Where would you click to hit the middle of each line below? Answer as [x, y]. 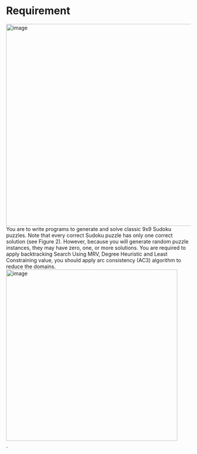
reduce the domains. [31, 266]
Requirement [38, 11]
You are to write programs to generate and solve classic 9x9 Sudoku [89, 229]
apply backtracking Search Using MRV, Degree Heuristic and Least [87, 254]
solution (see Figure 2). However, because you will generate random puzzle [97, 241]
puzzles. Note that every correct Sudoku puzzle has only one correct [89, 235]
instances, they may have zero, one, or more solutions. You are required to [96, 248]
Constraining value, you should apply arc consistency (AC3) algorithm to [94, 260]
